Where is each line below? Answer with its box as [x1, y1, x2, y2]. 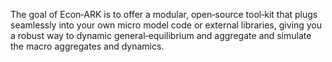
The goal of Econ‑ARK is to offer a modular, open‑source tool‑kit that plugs [10, 9, 318, 20]
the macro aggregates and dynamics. [10, 40, 165, 52]
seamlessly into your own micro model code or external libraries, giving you [10, 19, 322, 31]
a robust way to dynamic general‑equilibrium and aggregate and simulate [10, 30, 312, 41]
